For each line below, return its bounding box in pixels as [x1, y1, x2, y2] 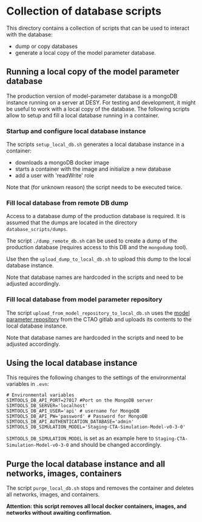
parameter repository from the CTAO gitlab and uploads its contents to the [6, 315, 192, 323]
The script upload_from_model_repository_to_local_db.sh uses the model [6, 309, 190, 317]
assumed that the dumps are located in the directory [6, 219, 138, 226]
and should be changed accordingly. [70, 441, 162, 448]
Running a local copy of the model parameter [6, 67, 180, 77]
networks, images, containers [6, 468, 123, 478]
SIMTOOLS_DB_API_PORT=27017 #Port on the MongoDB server [6, 397, 153, 404]
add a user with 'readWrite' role [15, 172, 94, 179]
